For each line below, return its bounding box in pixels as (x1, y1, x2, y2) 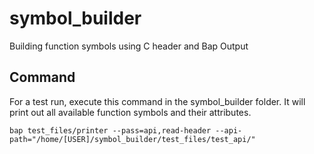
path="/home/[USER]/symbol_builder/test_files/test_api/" (9, 134, 256, 144)
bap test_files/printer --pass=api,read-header (9, 125, 212, 136)
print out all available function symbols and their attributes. (9, 106, 252, 118)
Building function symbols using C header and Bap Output (9, 40, 249, 52)
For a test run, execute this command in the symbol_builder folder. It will (9, 95, 306, 107)
